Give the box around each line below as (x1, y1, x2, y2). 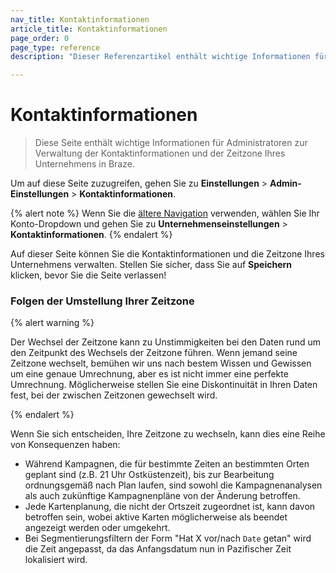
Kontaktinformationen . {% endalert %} (10, 229, 173, 241)
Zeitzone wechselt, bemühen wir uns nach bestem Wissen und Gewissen (10, 357, 312, 370)
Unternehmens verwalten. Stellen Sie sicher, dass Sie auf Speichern (10, 259, 293, 271)
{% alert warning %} (10, 317, 95, 329)
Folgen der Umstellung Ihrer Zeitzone (10, 294, 195, 308)
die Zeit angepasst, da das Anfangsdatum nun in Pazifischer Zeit (24, 543, 292, 555)
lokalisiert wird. (24, 554, 88, 566)
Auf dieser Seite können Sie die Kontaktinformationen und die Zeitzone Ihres (10, 248, 325, 260)
